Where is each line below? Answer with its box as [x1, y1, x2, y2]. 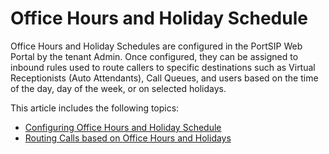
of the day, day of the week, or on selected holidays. [10, 82, 227, 94]
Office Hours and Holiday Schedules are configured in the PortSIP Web [10, 40, 303, 52]
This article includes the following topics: [10, 102, 180, 114]
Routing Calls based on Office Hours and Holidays [24, 132, 232, 144]
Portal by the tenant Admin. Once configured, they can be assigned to [10, 50, 299, 62]
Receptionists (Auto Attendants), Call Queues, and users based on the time [10, 72, 319, 84]
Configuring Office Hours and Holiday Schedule [24, 121, 222, 133]
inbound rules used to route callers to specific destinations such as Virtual [10, 61, 316, 73]
